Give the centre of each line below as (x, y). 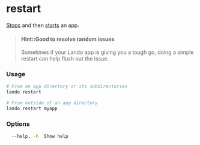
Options (18, 123)
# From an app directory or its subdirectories (67, 87)
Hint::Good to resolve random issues (68, 39)
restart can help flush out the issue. (65, 59)
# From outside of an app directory (52, 103)
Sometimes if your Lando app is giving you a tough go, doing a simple (107, 52)
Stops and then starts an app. (43, 25)
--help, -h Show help (40, 137)
